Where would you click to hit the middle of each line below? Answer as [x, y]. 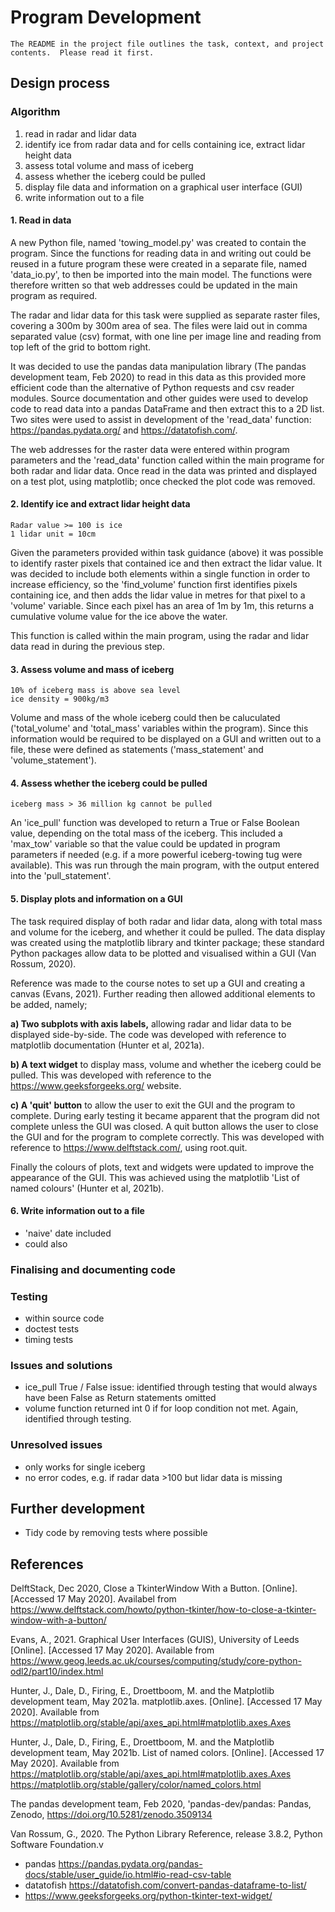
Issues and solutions [61, 1365]
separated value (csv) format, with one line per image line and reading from [166, 336]
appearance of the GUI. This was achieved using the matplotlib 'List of [155, 1177]
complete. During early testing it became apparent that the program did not [165, 1115]
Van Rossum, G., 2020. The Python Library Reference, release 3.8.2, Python [166, 1834]
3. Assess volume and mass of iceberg [92, 669]
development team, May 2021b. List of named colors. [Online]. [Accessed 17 [167, 1753]
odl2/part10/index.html [57, 1672]
